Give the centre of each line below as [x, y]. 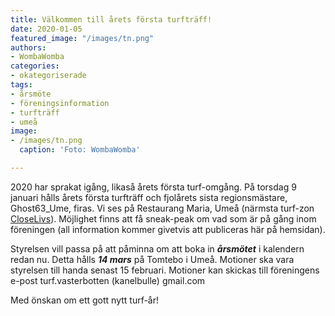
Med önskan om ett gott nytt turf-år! [85, 300]
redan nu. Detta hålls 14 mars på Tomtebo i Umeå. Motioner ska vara [152, 259]
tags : [21, 85]
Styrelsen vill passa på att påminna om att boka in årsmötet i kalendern [157, 248]
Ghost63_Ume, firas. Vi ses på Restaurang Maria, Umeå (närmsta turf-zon [162, 208]
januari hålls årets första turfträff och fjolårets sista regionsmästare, [149, 197]
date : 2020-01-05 [46, 29]
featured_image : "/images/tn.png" [82, 38]
